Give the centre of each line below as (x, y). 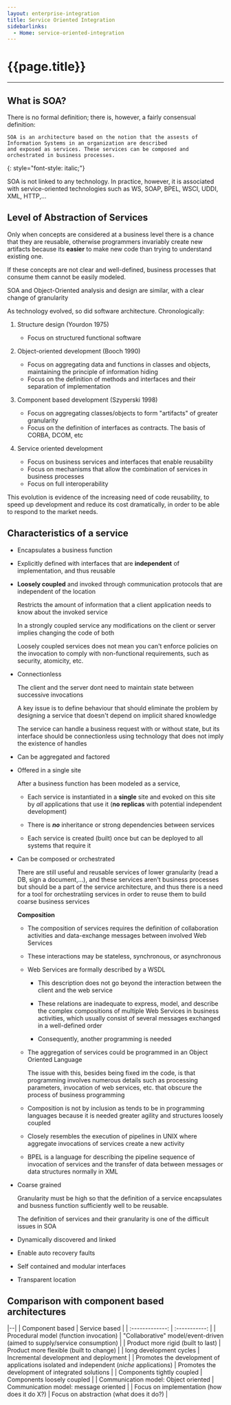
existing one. (25, 256)
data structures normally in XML (73, 1171)
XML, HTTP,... (27, 196)
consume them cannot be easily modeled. (66, 277)
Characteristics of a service (68, 534)
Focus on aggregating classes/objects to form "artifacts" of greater (123, 413)
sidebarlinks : (27, 26)
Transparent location (46, 1280)
